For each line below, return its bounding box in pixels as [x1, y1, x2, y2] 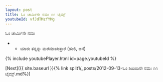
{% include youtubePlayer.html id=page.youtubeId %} [5, 55, 117, 61]
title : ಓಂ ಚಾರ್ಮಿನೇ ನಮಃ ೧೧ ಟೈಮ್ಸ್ [5, 12, 66, 17]
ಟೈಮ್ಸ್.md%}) [5, 71, 31, 77]
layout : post [5, 7, 33, 12]
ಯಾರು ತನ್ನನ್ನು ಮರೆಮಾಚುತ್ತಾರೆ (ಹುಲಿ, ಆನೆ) [20, 45, 86, 51]
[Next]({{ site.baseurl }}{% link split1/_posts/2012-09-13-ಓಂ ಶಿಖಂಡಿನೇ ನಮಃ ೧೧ [5, 65, 158, 71]
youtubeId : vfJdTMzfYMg [5, 16, 55, 21]
